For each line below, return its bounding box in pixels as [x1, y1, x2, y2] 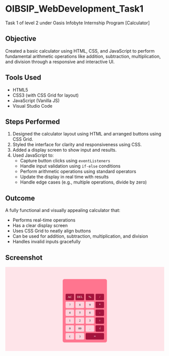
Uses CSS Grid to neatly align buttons [12, 228, 91, 234]
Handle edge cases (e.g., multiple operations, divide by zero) [20, 179, 147, 185]
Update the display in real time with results [20, 174, 109, 180]
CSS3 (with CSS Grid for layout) [12, 92, 79, 98]
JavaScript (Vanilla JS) [12, 97, 60, 104]
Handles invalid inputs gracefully [12, 239, 81, 245]
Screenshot [5, 253, 43, 262]
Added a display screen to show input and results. [12, 147, 117, 153]
